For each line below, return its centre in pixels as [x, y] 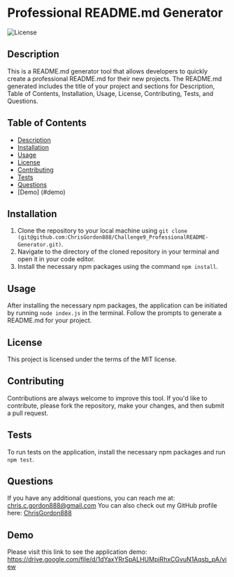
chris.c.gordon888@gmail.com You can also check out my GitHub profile [112, 506]
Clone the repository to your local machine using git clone [102, 231]
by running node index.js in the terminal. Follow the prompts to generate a [115, 313]
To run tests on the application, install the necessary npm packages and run [116, 452]
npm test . [21, 459]
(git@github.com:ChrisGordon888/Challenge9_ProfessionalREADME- [113, 237]
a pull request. [28, 413]
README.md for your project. [50, 321]
